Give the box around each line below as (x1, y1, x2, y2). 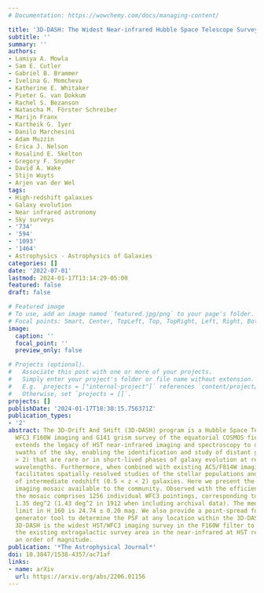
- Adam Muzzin (8, 135, 55, 143)
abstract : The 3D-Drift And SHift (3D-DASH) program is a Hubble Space (8, 426, 247, 434)
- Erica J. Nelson (8, 142, 68, 150)
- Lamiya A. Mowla (8, 55, 68, 63)
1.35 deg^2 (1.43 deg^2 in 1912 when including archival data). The (15, 500, 244, 507)
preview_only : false (15, 346, 82, 354)
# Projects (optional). (8, 361, 86, 369)
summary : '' (8, 40, 47, 48)
